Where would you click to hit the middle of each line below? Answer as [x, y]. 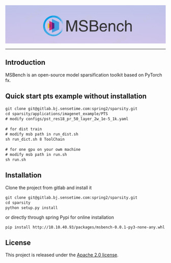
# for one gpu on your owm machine [43, 149]
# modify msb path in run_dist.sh [42, 134]
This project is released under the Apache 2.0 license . [62, 255]
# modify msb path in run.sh [36, 154]
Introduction [25, 62]
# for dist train [24, 129]
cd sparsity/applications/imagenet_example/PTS [57, 114]
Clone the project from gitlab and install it [49, 188]
